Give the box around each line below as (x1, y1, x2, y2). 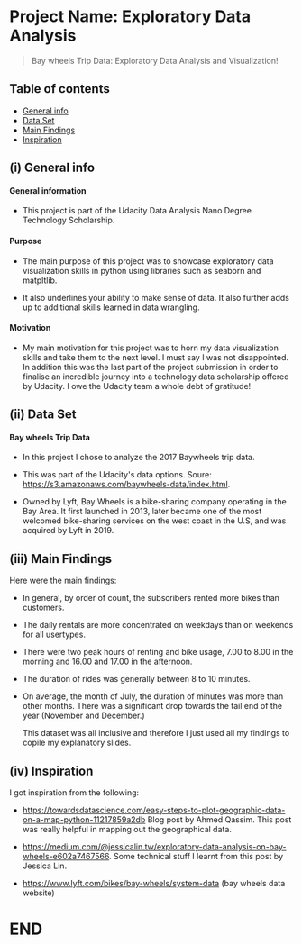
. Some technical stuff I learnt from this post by (108, 850, 284, 861)
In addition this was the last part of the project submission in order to (22, 361, 279, 372)
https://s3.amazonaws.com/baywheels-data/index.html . (22, 479, 231, 490)
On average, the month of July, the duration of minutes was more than (22, 691, 284, 702)
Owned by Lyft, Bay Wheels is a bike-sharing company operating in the (22, 496, 287, 507)
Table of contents (9, 81, 110, 96)
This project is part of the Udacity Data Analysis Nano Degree (22, 205, 252, 216)
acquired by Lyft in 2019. (22, 525, 114, 536)
